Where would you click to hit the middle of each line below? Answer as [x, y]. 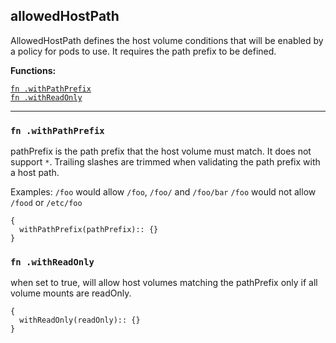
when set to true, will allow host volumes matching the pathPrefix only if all [164, 283]
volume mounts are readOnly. [71, 293]
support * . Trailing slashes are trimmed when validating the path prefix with [165, 162]
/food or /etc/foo [46, 203]
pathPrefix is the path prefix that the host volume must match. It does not [161, 151]
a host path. [35, 173]
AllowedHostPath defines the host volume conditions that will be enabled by [167, 40]
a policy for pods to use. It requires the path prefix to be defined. [143, 51]
